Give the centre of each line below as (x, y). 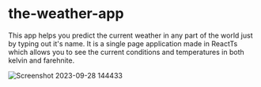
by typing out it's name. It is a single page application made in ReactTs (123, 43)
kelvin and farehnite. (42, 60)
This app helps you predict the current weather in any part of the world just (130, 35)
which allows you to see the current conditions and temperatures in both (127, 52)
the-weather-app (66, 14)
